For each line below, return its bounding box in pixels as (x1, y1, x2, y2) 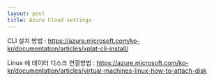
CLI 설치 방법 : (7, 36, 47, 45)
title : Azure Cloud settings (7, 17, 92, 24)
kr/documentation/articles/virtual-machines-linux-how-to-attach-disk (7, 66, 207, 75)
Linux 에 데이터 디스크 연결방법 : (7, 58, 95, 66)
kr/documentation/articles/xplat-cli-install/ (7, 44, 129, 53)
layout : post (7, 10, 45, 17)
